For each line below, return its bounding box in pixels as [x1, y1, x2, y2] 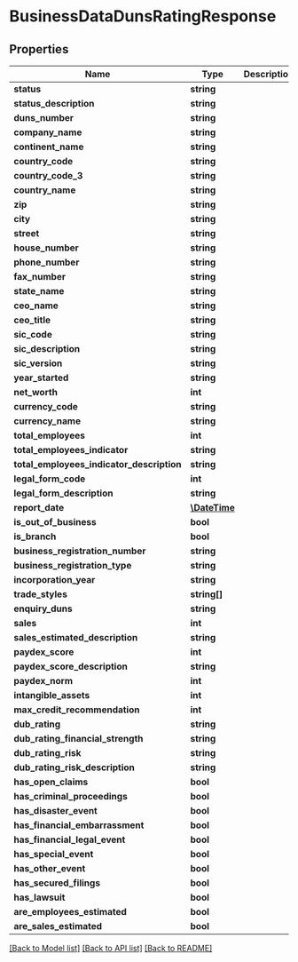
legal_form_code [13, 473, 86, 485]
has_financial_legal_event [13, 833, 126, 846]
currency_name [13, 415, 82, 427]
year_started [13, 371, 69, 384]
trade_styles [13, 588, 68, 600]
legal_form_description [13, 487, 114, 499]
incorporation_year [13, 574, 96, 585]
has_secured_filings [13, 877, 100, 889]
